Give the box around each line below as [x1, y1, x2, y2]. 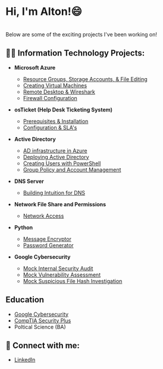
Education [5, 294, 45, 305]
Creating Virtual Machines [23, 82, 87, 89]
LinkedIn [14, 356, 36, 364]
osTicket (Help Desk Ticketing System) [14, 106, 113, 113]
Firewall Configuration [23, 94, 78, 101]
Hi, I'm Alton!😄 [5, 5, 83, 18]
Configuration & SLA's [23, 124, 77, 131]
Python [14, 224, 33, 231]
